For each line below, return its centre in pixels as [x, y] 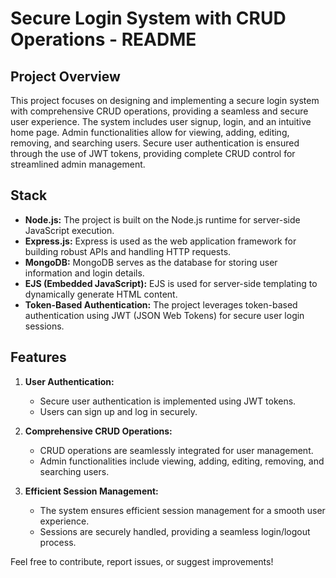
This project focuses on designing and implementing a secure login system [165, 100]
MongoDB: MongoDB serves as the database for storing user [151, 262]
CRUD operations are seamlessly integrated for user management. [176, 450]
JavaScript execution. [69, 230]
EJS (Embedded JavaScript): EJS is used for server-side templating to [171, 283]
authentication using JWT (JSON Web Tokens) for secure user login [164, 315]
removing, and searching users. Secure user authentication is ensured [155, 143]
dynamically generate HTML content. [101, 294]
